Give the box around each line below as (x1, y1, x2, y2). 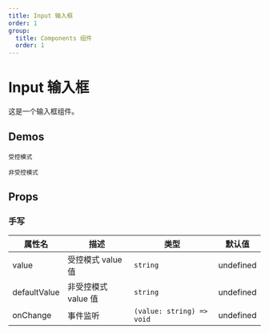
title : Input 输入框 (8, 11, 74, 20)
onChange (12, 309, 52, 320)
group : (8, 26, 30, 34)
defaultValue (12, 286, 60, 297)
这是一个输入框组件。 (8, 107, 78, 116)
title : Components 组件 (15, 34, 92, 42)
